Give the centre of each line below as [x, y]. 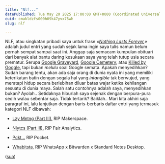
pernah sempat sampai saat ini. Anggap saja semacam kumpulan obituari [79, 52]
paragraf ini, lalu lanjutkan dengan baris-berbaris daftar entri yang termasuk [82, 104]
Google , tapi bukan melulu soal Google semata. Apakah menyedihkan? [77, 68]
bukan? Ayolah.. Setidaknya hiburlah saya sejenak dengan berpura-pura [78, 94]
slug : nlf [15, 23]
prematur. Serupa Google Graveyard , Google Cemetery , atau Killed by [76, 62]
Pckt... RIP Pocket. [31, 138]
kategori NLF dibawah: [28, 109]
